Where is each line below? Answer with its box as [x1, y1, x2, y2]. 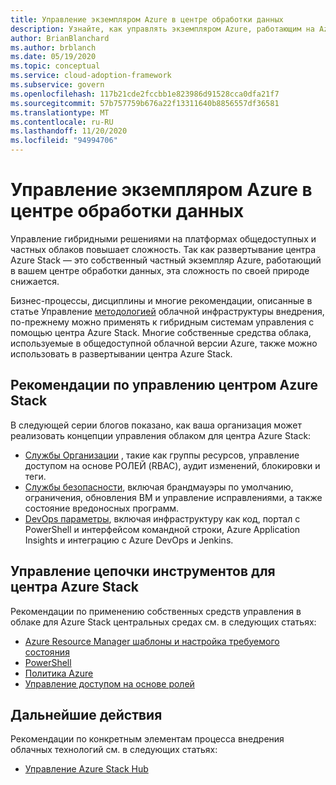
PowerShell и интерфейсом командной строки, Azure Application [24, 523, 301, 535]
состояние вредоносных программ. [24, 502, 180, 514]
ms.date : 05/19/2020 [10, 52, 97, 62]
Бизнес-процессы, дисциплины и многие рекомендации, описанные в [10, 294, 313, 306]
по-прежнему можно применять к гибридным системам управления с [10, 316, 315, 328]
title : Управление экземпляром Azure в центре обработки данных [10, 14, 284, 25]
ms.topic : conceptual [10, 61, 101, 71]
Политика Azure [24, 667, 94, 679]
